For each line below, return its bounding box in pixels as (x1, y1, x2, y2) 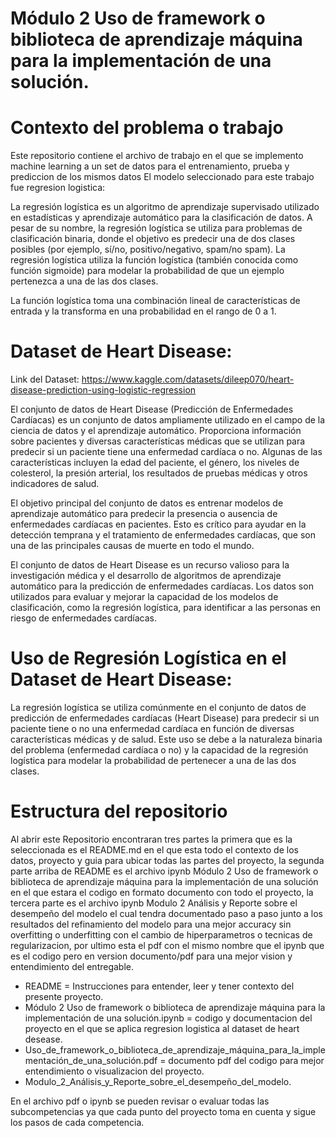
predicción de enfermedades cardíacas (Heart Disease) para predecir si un (10, 712, 320, 724)
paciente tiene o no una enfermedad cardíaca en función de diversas (10, 723, 295, 734)
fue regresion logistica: (10, 182, 106, 194)
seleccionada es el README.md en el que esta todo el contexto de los (10, 843, 299, 856)
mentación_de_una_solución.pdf (24, 1054, 158, 1066)
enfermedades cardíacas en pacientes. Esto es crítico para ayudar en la (10, 518, 307, 531)
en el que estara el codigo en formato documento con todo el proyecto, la (10, 886, 314, 898)
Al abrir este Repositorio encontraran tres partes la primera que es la (10, 833, 293, 845)
